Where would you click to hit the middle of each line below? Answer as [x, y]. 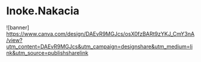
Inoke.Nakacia [43, 11]
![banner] [18, 27]
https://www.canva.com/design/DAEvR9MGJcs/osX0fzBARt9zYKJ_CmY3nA [100, 33]
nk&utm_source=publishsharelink [47, 52]
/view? [14, 40]
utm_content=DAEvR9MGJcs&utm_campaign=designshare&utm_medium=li [100, 46]
